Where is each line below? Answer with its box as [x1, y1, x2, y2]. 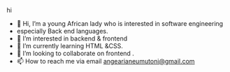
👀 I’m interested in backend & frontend [16, 34, 127, 43]
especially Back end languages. [16, 27, 108, 35]
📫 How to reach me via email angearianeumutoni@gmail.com [16, 57, 195, 65]
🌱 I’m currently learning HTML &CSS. [16, 42, 124, 50]
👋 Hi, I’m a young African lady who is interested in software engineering [16, 20, 224, 27]
